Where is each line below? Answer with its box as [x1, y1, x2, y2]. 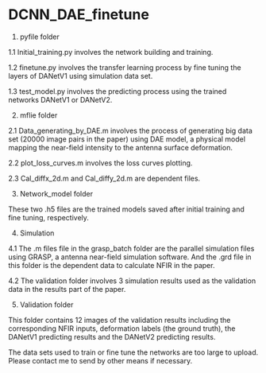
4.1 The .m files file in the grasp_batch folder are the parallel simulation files [8, 243, 255, 253]
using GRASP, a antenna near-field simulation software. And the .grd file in [8, 252, 252, 262]
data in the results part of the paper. [8, 284, 126, 293]
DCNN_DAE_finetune [8, 6, 149, 24]
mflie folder [19, 110, 58, 120]
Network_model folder [19, 188, 94, 198]
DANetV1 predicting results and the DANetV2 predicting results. [8, 332, 216, 341]
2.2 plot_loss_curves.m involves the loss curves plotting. [8, 157, 193, 168]
